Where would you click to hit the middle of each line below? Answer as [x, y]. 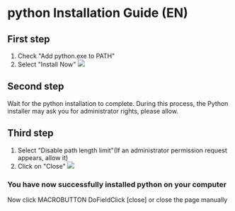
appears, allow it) [43, 157]
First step [29, 39]
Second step [36, 86]
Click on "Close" [41, 166]
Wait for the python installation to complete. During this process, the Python [118, 103]
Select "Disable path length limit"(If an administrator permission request [122, 150]
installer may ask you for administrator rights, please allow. [93, 111]
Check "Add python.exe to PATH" [66, 56]
